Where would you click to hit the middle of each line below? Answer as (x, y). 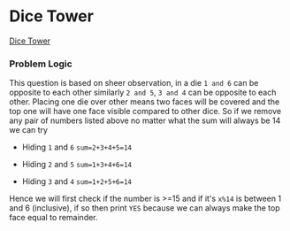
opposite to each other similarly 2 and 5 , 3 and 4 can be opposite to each (143, 92)
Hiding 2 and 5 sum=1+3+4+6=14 (77, 165)
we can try (29, 130)
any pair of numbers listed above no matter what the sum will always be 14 (145, 120)
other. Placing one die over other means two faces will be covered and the (145, 102)
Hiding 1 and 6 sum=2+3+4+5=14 (77, 147)
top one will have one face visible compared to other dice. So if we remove (145, 112)
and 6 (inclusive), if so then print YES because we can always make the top (145, 208)
